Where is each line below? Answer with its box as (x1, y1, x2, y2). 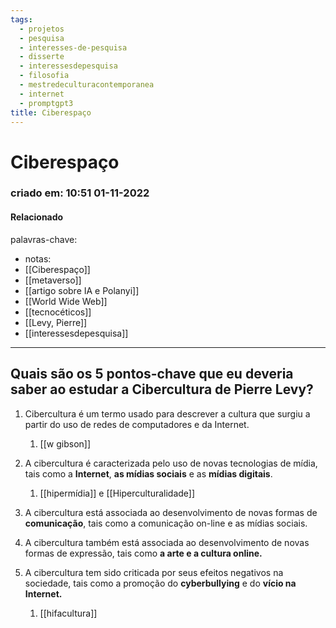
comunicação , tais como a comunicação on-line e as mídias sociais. (24, 517, 308, 529)
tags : (10, 14, 33, 25)
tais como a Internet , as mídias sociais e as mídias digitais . (24, 467, 273, 480)
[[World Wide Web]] (24, 295, 108, 307)
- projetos (19, 24, 65, 34)
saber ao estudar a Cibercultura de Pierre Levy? (10, 381, 314, 398)
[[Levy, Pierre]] (24, 316, 88, 328)
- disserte (19, 52, 65, 62)
